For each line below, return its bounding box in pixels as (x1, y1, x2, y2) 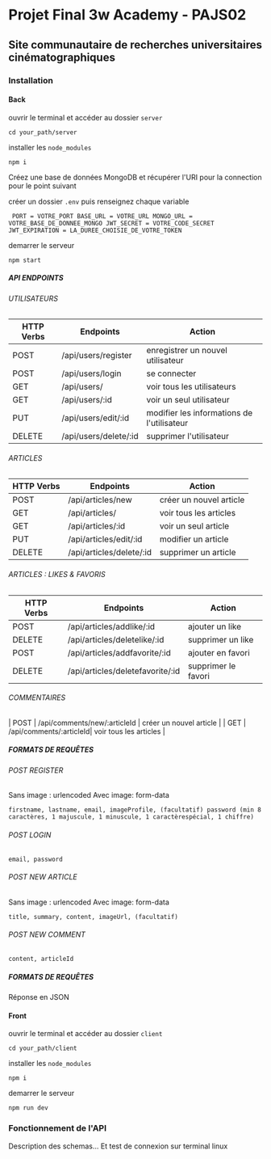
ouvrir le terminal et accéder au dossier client (8, 1029, 163, 1039)
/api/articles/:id (68, 520, 126, 532)
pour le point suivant (8, 180, 77, 191)
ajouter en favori (188, 647, 250, 658)
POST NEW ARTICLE (8, 872, 78, 882)
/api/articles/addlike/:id (67, 621, 156, 632)
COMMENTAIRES (8, 693, 66, 702)
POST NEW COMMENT (8, 929, 86, 939)
